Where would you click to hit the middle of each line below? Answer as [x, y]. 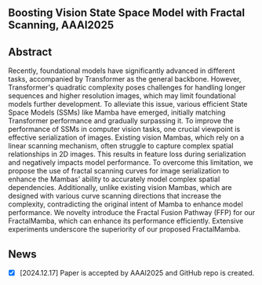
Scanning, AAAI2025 [61, 26]
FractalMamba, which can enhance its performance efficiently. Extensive [126, 221]
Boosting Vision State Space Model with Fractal [127, 13]
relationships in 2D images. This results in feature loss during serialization [127, 154]
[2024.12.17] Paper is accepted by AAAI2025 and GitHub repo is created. [137, 273]
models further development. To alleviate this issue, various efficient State [128, 104]
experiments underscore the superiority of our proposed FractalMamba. [124, 229]
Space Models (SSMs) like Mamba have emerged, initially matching [117, 112]
